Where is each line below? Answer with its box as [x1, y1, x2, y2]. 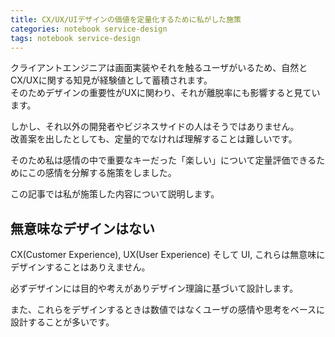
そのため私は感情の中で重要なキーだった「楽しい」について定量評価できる [10, 154, 317, 166]
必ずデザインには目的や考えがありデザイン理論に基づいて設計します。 [10, 282, 299, 295]
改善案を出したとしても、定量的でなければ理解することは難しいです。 [10, 133, 298, 145]
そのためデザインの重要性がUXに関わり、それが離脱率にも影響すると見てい [10, 87, 321, 99]
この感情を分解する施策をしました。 [27, 167, 177, 179]
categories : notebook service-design [10, 24, 168, 34]
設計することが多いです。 [10, 316, 115, 328]
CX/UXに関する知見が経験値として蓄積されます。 [10, 74, 213, 86]
